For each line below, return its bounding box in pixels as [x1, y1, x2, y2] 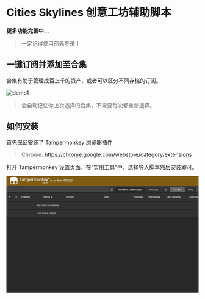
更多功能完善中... [6, 27, 50, 34]
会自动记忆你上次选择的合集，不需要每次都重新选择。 [21, 101, 156, 109]
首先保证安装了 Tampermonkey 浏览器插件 [6, 139, 113, 146]
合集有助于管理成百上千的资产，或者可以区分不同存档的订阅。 [6, 77, 162, 84]
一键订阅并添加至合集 [6, 59, 87, 70]
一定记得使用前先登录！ [21, 40, 81, 47]
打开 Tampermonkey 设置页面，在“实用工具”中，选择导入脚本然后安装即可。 [6, 163, 198, 171]
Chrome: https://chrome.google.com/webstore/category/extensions [21, 151, 192, 158]
